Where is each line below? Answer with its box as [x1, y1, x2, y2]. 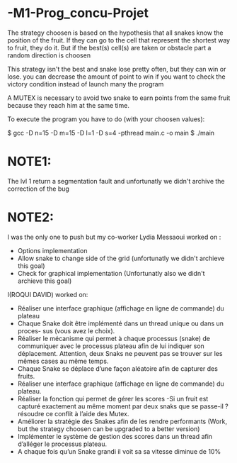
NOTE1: [7, 154, 52, 169]
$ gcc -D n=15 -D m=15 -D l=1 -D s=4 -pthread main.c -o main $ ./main [7, 128, 214, 137]
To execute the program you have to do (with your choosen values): [7, 115, 205, 123]
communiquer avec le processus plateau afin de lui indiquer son [17, 342, 205, 350]
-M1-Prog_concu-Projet [7, 5, 149, 21]
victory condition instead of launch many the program [7, 79, 164, 88]
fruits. [17, 372, 35, 380]
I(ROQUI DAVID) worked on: [7, 290, 88, 299]
